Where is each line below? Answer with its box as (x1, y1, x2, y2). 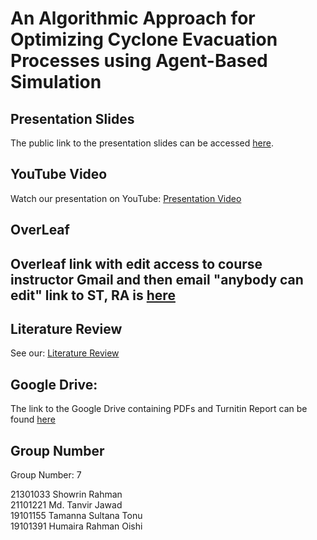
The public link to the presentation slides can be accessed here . (10, 137, 274, 149)
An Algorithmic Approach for (10, 7, 256, 30)
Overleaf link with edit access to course (10, 255, 263, 272)
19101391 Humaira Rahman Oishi (10, 520, 143, 532)
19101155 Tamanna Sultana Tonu (10, 510, 143, 522)
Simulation (10, 71, 102, 94)
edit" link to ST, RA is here (10, 287, 176, 304)
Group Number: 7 (10, 469, 82, 481)
